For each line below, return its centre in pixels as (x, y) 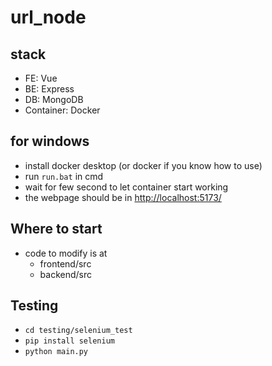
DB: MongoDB (54, 99)
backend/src (66, 274)
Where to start (56, 229)
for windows (50, 141)
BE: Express (49, 89)
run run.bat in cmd (64, 176)
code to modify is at (66, 253)
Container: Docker (62, 110)
